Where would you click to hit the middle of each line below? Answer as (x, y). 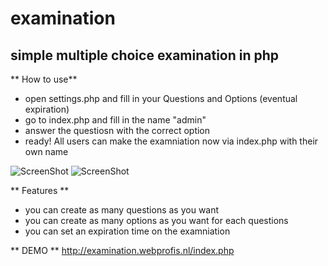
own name (46, 151)
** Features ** (40, 190)
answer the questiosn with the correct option (117, 130)
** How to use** (44, 79)
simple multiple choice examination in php (145, 55)
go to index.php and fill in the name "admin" (115, 120)
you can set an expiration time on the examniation (127, 231)
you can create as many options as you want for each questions (156, 220)
